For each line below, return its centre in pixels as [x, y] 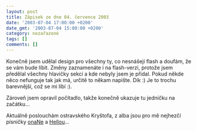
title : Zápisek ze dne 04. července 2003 [58, 17]
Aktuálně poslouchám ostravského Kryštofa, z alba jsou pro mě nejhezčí [94, 115]
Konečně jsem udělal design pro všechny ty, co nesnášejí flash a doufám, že [99, 61]
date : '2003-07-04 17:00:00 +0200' [50, 22]
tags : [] [17, 39]
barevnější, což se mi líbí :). [39, 86]
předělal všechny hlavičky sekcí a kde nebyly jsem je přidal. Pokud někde [95, 74]
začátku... [18, 104]
